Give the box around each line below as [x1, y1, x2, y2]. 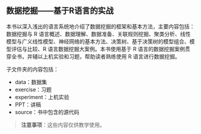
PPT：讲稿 [14, 101, 41, 108]
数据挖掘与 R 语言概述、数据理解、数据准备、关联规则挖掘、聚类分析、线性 [6, 30, 191, 37]
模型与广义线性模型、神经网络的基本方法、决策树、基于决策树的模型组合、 [6, 38, 190, 45]
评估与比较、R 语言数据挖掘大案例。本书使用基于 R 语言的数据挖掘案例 [11, 45, 185, 52]
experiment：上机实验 [14, 93, 70, 100]
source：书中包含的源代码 [14, 108, 80, 115]
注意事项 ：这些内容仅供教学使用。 [20, 121, 105, 128]
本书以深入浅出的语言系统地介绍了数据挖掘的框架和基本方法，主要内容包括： [6, 23, 195, 30]
